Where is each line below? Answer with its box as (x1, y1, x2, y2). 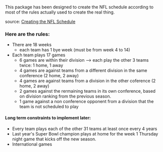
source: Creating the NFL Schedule (5, 19, 75, 24)
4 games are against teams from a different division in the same (19, 68, 147, 73)
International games (12, 141, 53, 147)
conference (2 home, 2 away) (19, 73, 79, 79)
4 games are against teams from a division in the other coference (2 (19, 78, 156, 84)
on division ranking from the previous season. (19, 93, 111, 99)
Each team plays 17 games (12, 52, 66, 58)
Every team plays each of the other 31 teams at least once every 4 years (12, 126, 157, 132)
